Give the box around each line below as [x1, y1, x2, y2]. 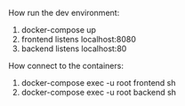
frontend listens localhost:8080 [20, 34, 137, 44]
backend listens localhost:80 [20, 43, 127, 54]
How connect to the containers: [8, 61, 124, 71]
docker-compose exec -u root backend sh [20, 87, 177, 97]
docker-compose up [20, 25, 97, 34]
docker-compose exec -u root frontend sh [20, 78, 176, 87]
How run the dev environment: [8, 8, 120, 18]
